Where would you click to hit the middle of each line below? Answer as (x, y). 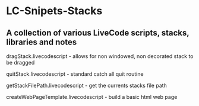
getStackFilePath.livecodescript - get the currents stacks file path (87, 85)
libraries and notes (42, 42)
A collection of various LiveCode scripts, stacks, (98, 33)
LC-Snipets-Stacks (54, 11)
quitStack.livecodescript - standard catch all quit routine (75, 74)
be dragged (20, 62)
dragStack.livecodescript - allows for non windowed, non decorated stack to (100, 56)
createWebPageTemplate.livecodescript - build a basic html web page (92, 97)
